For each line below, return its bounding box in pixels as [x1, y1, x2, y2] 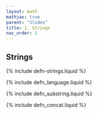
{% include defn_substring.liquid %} [6, 90, 93, 97]
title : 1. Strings [6, 25, 50, 31]
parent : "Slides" [6, 19, 48, 25]
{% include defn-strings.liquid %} [6, 67, 86, 74]
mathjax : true [6, 14, 41, 20]
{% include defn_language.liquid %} [6, 78, 92, 85]
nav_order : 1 [6, 30, 38, 36]
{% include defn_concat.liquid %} [6, 101, 86, 108]
